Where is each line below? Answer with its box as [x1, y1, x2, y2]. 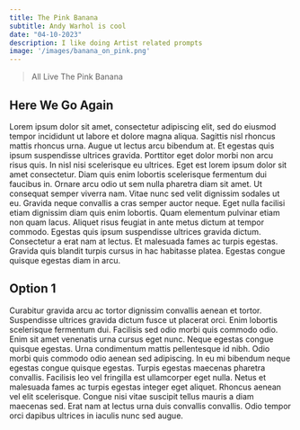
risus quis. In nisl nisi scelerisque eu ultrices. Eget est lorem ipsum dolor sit [9, 159, 287, 170]
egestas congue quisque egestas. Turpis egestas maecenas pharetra [9, 362, 266, 373]
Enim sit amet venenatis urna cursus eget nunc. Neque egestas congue [9, 334, 274, 345]
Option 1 [9, 281, 57, 297]
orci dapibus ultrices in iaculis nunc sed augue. [9, 410, 184, 421]
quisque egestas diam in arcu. [9, 255, 121, 265]
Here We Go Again [9, 97, 114, 112]
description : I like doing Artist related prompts [9, 38, 203, 48]
